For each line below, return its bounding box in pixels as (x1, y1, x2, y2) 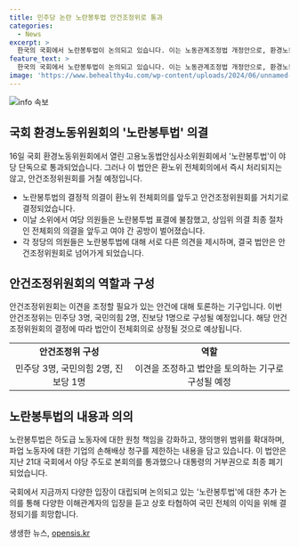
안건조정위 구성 (38, 346, 100, 358)
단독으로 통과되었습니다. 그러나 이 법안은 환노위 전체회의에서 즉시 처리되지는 (18, 161, 283, 172)
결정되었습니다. (21, 202, 76, 214)
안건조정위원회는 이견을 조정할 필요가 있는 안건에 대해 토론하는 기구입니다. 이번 (9, 301, 283, 312)
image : (9, 71, 34, 80)
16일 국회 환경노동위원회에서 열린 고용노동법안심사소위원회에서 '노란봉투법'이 (9, 151, 278, 161)
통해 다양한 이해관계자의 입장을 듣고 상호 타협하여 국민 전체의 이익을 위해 (25, 498, 278, 509)
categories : (9, 21, 53, 30)
